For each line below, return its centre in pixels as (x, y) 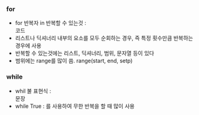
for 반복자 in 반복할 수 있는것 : (51, 23)
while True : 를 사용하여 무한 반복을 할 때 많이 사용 (75, 106)
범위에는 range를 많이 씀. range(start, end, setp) (74, 61)
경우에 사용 (28, 46)
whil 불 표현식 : (33, 91)
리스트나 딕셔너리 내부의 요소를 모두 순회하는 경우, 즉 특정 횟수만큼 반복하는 (104, 38)
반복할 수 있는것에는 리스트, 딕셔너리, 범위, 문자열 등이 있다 (85, 53)
